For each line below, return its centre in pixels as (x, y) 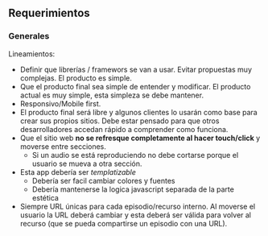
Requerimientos (49, 13)
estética (45, 197)
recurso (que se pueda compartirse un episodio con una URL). (124, 223)
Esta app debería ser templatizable (78, 172)
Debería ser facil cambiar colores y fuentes (103, 180)
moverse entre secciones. (63, 146)
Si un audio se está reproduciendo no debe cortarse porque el (135, 155)
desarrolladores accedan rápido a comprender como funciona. (124, 129)
